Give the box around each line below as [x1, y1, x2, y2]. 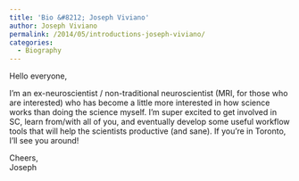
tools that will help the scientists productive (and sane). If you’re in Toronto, [9, 126, 287, 136]
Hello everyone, [9, 70, 68, 81]
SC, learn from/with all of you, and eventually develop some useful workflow [9, 117, 290, 128]
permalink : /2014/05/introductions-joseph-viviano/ [9, 29, 205, 38]
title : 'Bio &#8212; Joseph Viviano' [9, 12, 150, 22]
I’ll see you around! [9, 136, 79, 146]
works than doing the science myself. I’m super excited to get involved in [9, 107, 278, 118]
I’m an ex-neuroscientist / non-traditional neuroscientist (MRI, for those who [9, 88, 288, 99]
